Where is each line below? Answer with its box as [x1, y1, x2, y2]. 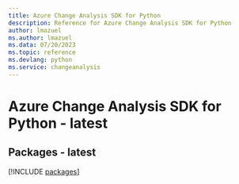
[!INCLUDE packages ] [8, 167, 80, 176]
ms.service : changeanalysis [8, 63, 101, 71]
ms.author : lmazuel [8, 33, 73, 42]
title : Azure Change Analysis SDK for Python [8, 11, 161, 20]
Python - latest [8, 114, 108, 132]
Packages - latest [8, 146, 97, 159]
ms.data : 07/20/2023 [8, 41, 77, 49]
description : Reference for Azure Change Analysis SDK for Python [8, 19, 232, 27]
